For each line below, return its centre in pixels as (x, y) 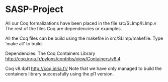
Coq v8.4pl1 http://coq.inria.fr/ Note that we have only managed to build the (83, 68)
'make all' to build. (24, 43)
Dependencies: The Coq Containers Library (50, 53)
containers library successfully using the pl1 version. (60, 73)
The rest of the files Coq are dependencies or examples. (64, 28)
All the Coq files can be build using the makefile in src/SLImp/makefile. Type (84, 38)
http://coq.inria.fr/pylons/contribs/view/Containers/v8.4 (63, 58)
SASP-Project (34, 9)
